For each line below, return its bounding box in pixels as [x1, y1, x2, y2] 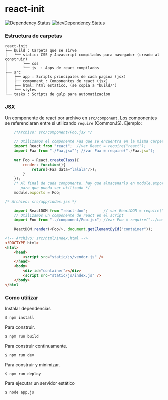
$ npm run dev [5, 352, 35, 358]
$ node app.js [5, 390, 35, 395]
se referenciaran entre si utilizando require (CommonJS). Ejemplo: [5, 120, 142, 126]
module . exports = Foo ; [14, 190, 61, 195]
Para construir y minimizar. [5, 361, 60, 368]
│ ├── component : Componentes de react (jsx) [5, 79, 108, 84]
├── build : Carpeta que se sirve [5, 48, 77, 53]
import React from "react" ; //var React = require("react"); [14, 144, 146, 149]
